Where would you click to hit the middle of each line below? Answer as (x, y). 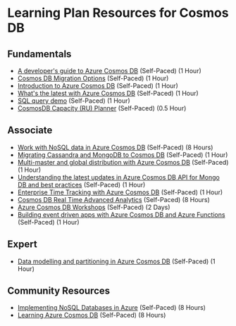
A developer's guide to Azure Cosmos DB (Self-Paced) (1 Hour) (110, 71)
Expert (22, 244)
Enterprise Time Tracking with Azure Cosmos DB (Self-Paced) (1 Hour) (120, 192)
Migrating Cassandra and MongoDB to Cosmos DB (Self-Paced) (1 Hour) (123, 155)
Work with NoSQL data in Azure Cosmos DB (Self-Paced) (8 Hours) (115, 147)
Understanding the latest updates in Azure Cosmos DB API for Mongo (118, 177)
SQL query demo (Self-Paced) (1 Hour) (74, 101)
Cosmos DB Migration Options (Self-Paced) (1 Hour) (93, 78)
